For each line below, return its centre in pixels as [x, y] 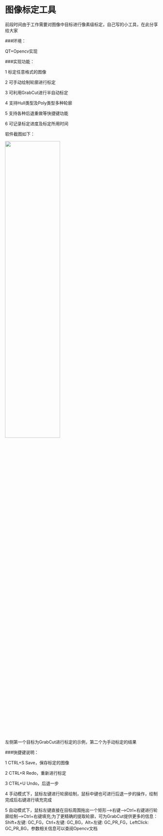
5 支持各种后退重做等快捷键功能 [37, 113]
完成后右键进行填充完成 [28, 799]
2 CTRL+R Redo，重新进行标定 [36, 773]
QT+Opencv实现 [21, 51]
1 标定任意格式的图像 [26, 72]
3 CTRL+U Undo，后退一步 [32, 783]
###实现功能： [20, 61]
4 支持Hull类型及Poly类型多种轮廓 [39, 103]
